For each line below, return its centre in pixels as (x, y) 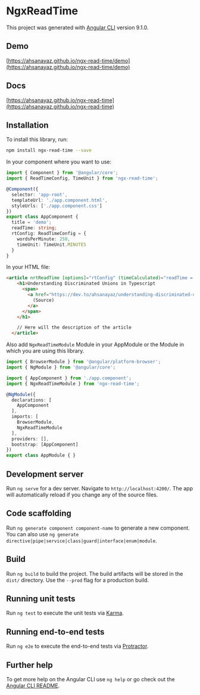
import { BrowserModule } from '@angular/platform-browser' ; (84, 362)
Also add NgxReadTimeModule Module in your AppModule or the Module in (95, 345)
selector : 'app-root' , (40, 194)
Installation (27, 125)
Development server (45, 474)
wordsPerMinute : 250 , (43, 239)
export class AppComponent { (42, 217)
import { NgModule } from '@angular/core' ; (61, 367)
